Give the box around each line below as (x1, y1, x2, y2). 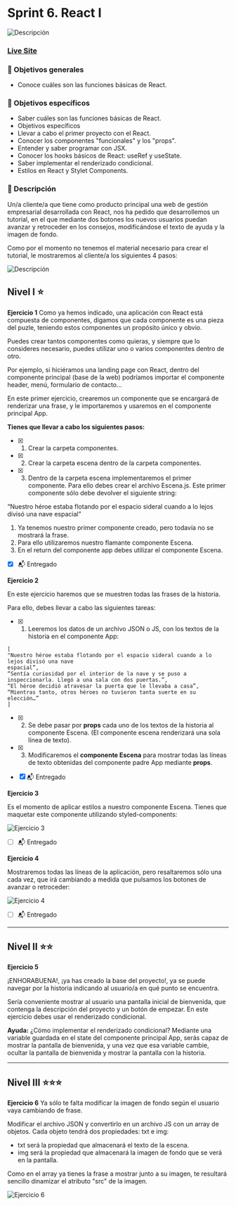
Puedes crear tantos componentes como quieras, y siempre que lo (7, 336, 200, 345)
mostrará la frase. (17, 531, 69, 539)
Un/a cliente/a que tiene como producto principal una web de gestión (7, 200, 209, 208)
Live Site (7, 46, 37, 56)
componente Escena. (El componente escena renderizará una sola (27, 728, 221, 737)
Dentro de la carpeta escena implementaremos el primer (27, 474, 192, 482)
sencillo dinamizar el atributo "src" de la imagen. (7, 1177, 147, 1186)
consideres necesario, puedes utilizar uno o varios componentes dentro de (7, 344, 225, 353)
